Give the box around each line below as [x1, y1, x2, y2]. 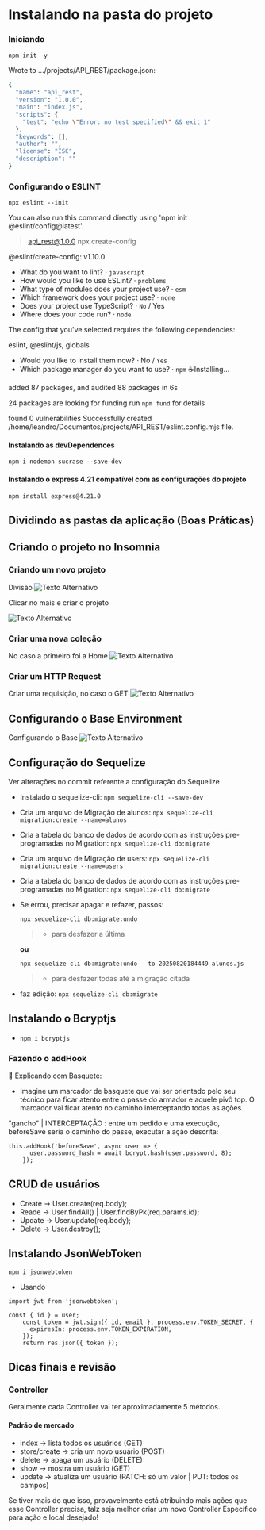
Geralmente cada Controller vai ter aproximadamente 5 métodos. [8, 1402, 221, 1412]
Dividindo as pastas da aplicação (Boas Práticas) [8, 514, 255, 527]
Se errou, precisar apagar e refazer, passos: [19, 899, 164, 909]
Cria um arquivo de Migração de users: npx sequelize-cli [19, 853, 210, 863]
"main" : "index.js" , [15, 103, 83, 112]
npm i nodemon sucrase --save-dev [8, 458, 123, 466]
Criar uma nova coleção [8, 633, 102, 644]
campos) [19, 1480, 49, 1490]
